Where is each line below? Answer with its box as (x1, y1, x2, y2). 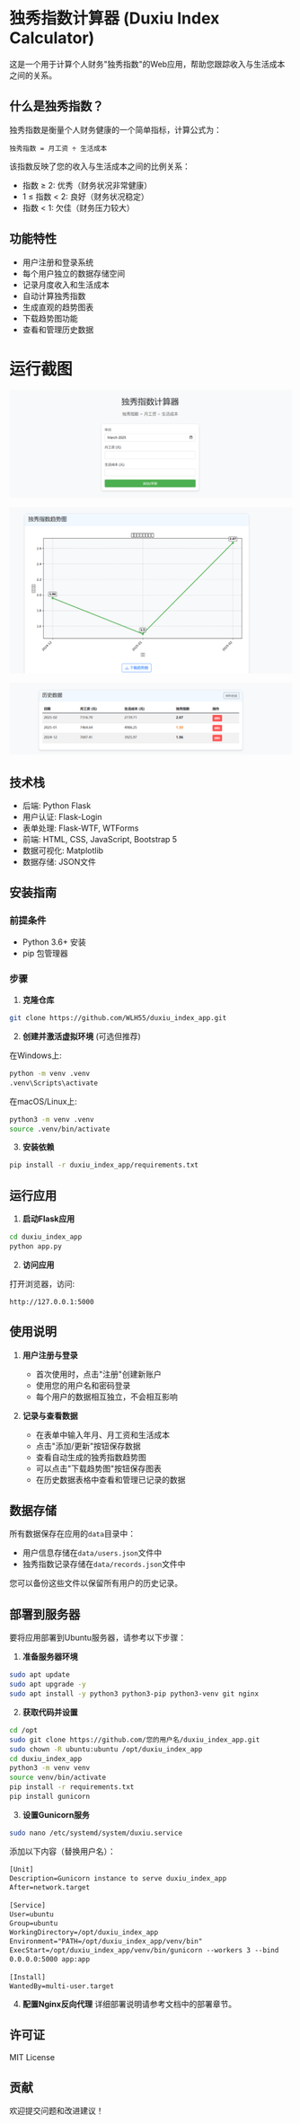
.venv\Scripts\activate (9, 1079, 99, 1088)
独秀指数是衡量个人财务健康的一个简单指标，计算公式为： (9, 124, 222, 135)
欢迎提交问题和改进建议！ (9, 2105, 104, 2116)
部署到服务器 (9, 1607, 81, 1622)
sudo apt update (9, 1670, 70, 1679)
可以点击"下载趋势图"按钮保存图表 (35, 1463, 162, 1474)
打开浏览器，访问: (9, 1278, 75, 1289)
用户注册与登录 (22, 1349, 78, 1361)
